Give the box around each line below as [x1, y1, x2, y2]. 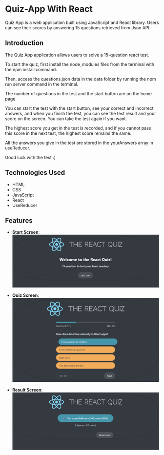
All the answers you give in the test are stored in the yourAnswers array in [5, 140, 154, 145]
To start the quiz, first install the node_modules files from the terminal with [5, 61, 155, 67]
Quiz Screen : [12, 292, 39, 298]
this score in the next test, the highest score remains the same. [5, 130, 132, 136]
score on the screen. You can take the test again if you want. [5, 116, 127, 122]
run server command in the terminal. [5, 81, 79, 87]
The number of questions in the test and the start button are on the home [5, 90, 152, 96]
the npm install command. [5, 66, 57, 72]
